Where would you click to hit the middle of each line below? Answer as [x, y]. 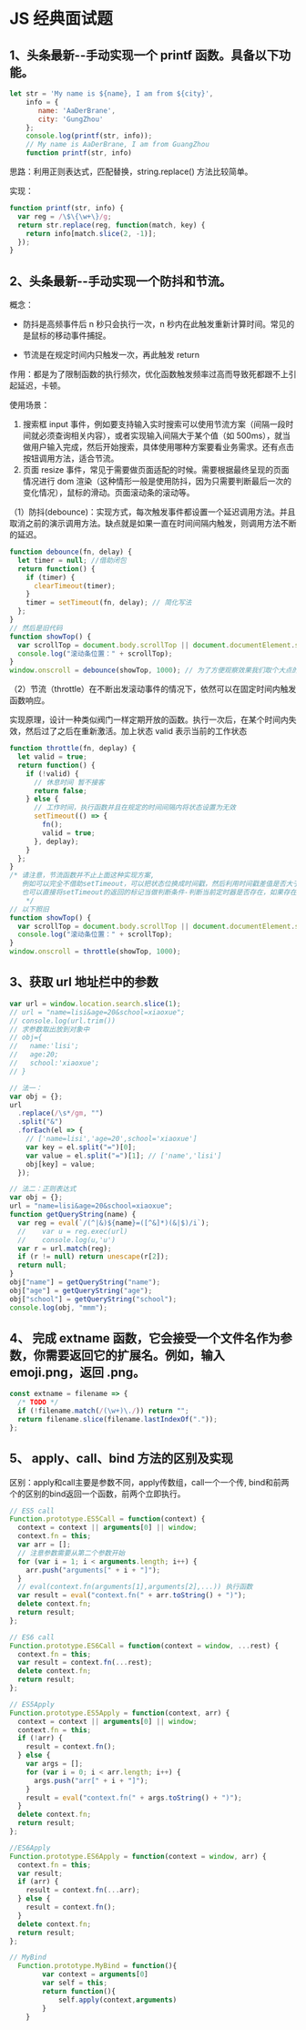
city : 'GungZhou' [71, 119]
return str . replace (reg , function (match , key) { [112, 225]
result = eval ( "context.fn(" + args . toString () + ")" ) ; [134, 1798]
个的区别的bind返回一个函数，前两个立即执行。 [97, 1494]
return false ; [61, 791]
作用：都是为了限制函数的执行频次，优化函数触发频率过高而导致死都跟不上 [149, 374]
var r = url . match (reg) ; [65, 1249]
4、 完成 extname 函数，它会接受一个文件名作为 [145, 1338]
